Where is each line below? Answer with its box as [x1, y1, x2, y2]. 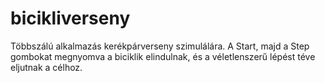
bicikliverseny [10, 7, 131, 30]
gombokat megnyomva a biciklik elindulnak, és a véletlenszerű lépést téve [10, 50, 316, 62]
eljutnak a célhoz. [10, 61, 83, 73]
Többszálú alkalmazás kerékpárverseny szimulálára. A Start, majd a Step [10, 40, 310, 52]
